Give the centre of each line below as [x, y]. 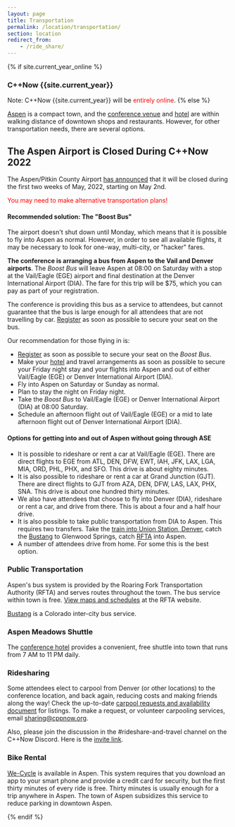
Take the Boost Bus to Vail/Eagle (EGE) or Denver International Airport [119, 399]
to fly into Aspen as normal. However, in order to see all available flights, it [114, 240]
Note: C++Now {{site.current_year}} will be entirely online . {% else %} [109, 100]
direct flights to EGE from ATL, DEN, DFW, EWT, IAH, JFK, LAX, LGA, [116, 461]
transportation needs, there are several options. [76, 129]
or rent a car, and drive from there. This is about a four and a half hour [119, 506]
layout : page [26, 14]
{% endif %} [25, 816]
